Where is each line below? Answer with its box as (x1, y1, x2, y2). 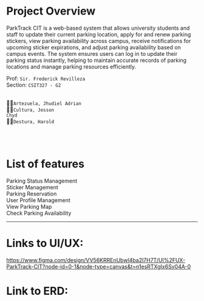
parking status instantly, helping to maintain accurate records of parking (6, 56, 187, 64)
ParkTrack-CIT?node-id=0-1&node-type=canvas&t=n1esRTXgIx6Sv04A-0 (6, 263, 191, 270)
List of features (6, 157, 85, 171)
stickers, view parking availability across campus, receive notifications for (6, 37, 191, 44)
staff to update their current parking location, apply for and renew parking (6, 30, 191, 38)
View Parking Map (6, 203, 52, 210)
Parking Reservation (6, 190, 57, 197)
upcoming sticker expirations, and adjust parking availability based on (6, 44, 181, 51)
